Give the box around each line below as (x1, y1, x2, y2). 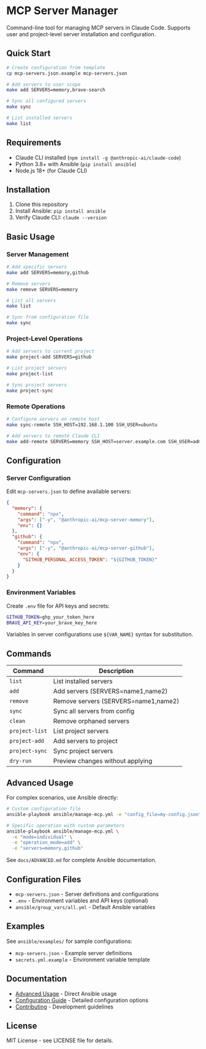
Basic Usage (6, 231, 55, 242)
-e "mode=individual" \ (12, 834, 72, 840)
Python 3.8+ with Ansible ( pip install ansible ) (15, 160, 137, 167)
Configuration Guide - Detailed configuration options (15, 996, 149, 1004)
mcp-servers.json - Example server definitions (15, 949, 132, 956)
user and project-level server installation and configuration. (6, 30, 156, 37)
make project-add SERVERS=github (6, 354, 92, 360)
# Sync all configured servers (6, 98, 86, 104)
